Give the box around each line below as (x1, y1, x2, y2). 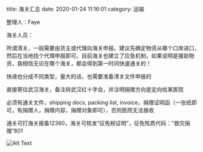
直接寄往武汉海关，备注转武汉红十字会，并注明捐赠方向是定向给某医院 (6, 86, 184, 93)
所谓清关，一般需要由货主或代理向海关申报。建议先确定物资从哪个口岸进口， (6, 45, 200, 51)
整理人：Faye (6, 18, 40, 26)
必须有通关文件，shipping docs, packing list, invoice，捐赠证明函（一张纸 (6, 99, 192, 106)
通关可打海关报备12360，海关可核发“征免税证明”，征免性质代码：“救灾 (6, 120, 185, 127)
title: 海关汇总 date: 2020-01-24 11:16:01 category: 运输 (6, 6, 145, 12)
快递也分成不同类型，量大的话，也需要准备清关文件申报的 (6, 73, 151, 80)
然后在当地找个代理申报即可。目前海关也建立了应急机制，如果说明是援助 (6, 52, 189, 59)
